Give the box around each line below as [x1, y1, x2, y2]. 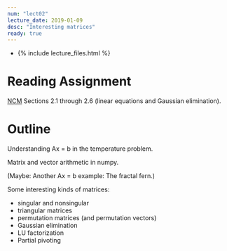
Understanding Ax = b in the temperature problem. [7, 144, 153, 153]
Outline [7, 121, 51, 137]
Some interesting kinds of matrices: [7, 185, 110, 194]
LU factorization [17, 229, 64, 237]
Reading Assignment [7, 74, 132, 90]
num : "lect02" [7, 10, 49, 18]
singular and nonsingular [17, 199, 90, 208]
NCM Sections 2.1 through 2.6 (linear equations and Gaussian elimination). [7, 97, 222, 105]
